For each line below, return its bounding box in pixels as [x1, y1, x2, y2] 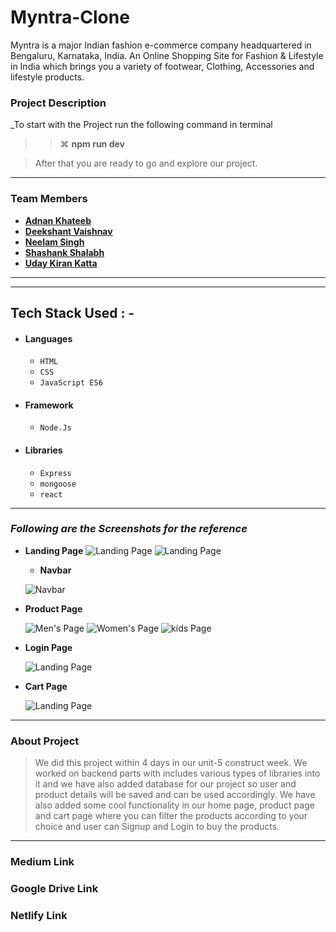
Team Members [10, 192, 88, 206]
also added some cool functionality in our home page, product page [34, 799, 315, 811]
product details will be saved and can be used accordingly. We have [34, 789, 316, 801]
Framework [24, 399, 74, 411]
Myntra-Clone [10, 6, 130, 29]
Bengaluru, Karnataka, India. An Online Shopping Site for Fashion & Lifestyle [10, 49, 324, 61]
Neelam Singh [24, 236, 85, 248]
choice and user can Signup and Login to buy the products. [34, 821, 280, 833]
